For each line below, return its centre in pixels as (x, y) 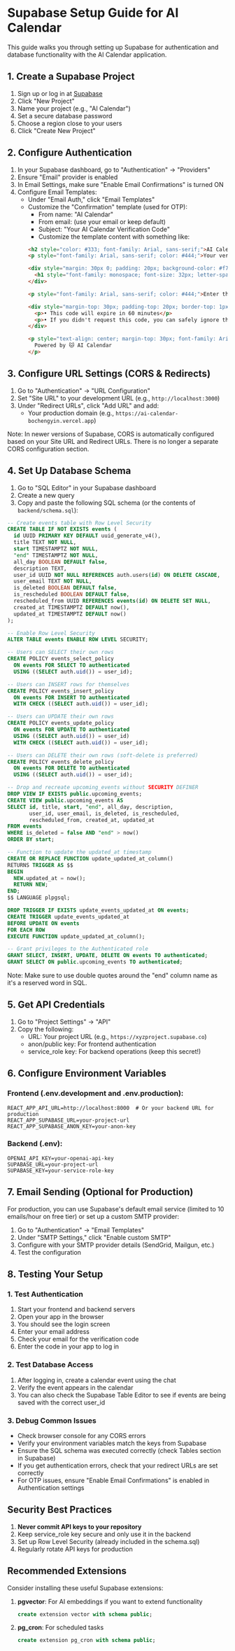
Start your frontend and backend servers (76, 1309)
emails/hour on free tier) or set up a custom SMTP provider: (93, 1216)
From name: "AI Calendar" (76, 214)
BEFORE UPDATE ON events (43, 923)
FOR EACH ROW (26, 930)
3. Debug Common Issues (52, 1421)
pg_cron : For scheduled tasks (60, 1628)
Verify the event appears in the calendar (75, 1387)
